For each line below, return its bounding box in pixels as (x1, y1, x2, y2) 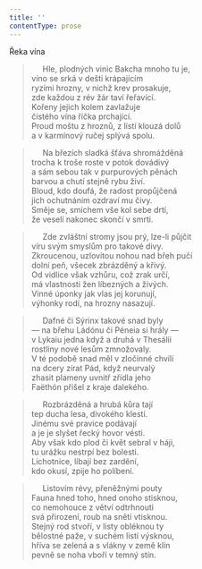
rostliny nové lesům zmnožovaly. (30, 344, 152, 354)
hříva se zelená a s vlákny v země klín (30, 539, 171, 550)
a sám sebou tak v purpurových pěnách (30, 166, 178, 177)
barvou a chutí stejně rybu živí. (30, 175, 146, 186)
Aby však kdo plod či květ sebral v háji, (30, 437, 176, 447)
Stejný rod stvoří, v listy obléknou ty (30, 521, 164, 531)
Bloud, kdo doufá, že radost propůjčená (30, 185, 178, 196)
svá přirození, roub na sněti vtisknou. (30, 511, 168, 522)
